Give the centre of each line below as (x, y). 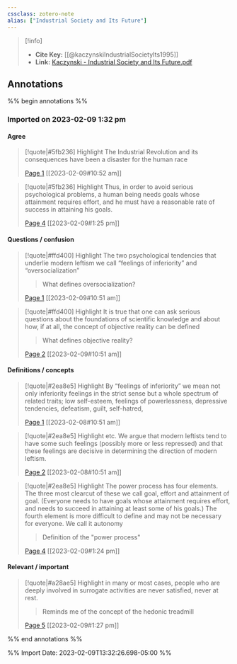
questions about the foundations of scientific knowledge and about (122, 319)
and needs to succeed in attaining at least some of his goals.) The (121, 508)
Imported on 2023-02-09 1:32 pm (67, 120)
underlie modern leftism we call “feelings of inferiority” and (111, 263)
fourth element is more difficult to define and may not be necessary (123, 516)
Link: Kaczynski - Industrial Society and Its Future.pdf (114, 62)
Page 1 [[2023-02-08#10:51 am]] (73, 422)
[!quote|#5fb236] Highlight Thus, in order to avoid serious (109, 187)
